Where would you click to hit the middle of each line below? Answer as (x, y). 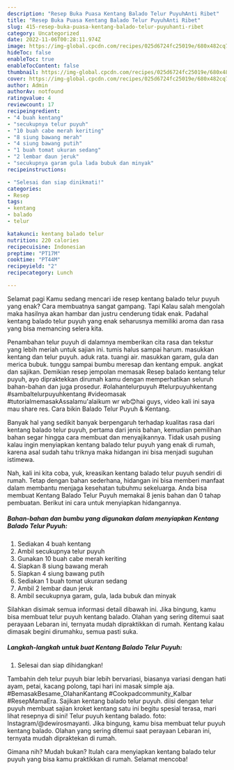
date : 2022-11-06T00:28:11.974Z (54, 40)
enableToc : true (31, 59)
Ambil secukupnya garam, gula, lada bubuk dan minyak (96, 595)
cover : (17, 79)
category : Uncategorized (43, 33)
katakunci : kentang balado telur (56, 234)
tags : (15, 202)
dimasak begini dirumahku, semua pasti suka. (73, 631)
